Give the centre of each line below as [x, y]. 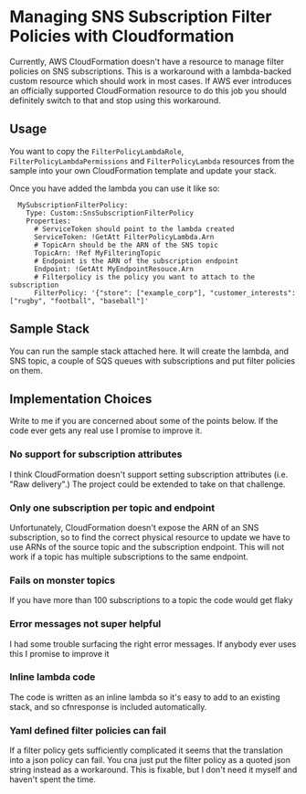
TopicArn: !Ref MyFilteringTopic [97, 253]
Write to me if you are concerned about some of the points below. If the [144, 421]
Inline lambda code [53, 677]
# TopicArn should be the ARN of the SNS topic [126, 245]
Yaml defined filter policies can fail [88, 730]
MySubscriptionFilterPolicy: [73, 205]
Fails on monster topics [63, 580]
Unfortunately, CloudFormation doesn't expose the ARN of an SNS [134, 527]
